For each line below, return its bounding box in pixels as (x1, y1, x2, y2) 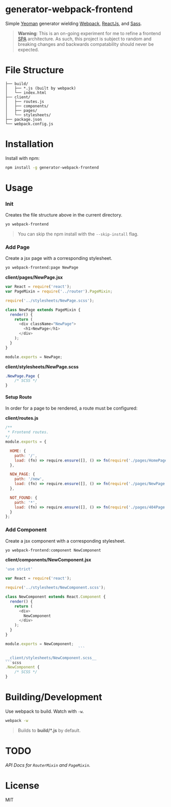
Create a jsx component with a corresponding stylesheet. (5, 537, 126, 544)
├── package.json (5, 117, 42, 122)
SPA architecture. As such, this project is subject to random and (17, 36, 152, 42)
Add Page (5, 244, 30, 251)
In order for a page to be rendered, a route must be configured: (5, 405, 138, 411)
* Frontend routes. (7, 429, 49, 435)
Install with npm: (5, 155, 40, 161)
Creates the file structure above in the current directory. (5, 212, 123, 218)
